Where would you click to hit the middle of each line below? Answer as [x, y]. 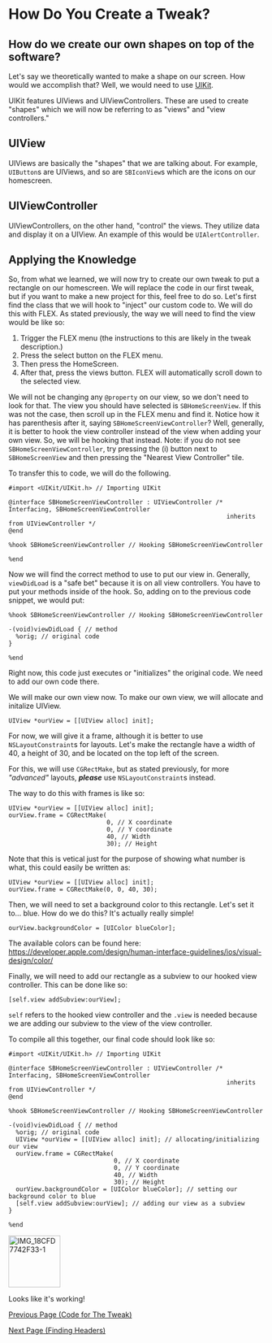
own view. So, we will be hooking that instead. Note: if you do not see [125, 441]
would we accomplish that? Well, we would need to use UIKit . [111, 85]
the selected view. [50, 381]
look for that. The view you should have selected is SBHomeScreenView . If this [135, 406]
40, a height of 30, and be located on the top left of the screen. [114, 754]
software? [35, 57]
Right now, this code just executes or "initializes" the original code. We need [136, 673]
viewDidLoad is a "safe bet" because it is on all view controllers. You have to [135, 583]
